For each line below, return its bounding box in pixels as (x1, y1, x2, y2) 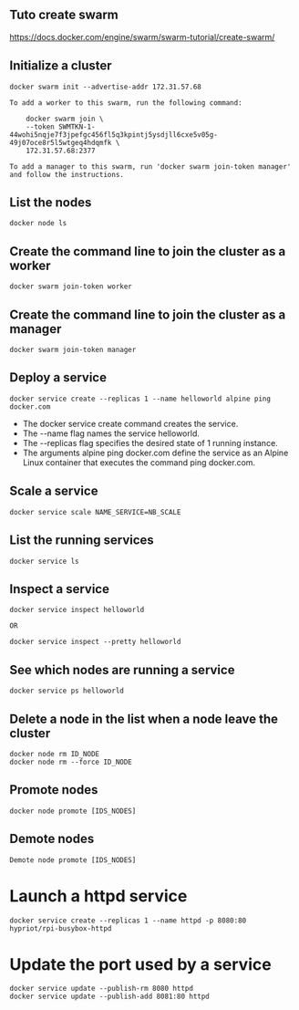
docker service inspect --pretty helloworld (9, 638, 181, 647)
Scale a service (9, 484, 98, 499)
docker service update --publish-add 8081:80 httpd (9, 992, 210, 1002)
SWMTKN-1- (57, 122, 96, 131)
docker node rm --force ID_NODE (9, 757, 132, 766)
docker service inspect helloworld (9, 606, 145, 615)
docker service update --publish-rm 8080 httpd (9, 984, 194, 994)
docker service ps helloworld (9, 686, 125, 696)
